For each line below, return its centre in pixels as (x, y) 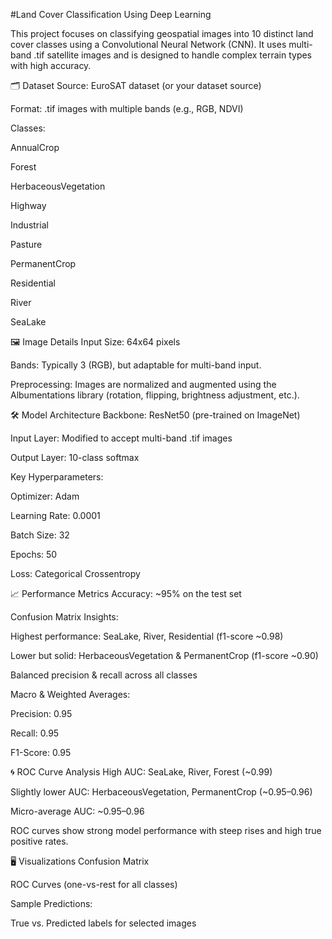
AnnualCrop (35, 147)
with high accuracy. (51, 65)
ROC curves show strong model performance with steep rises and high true (166, 830)
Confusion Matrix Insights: (64, 617)
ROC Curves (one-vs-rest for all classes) (94, 884)
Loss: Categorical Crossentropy (75, 573)
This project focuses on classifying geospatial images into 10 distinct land (162, 33)
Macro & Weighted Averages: (70, 694)
